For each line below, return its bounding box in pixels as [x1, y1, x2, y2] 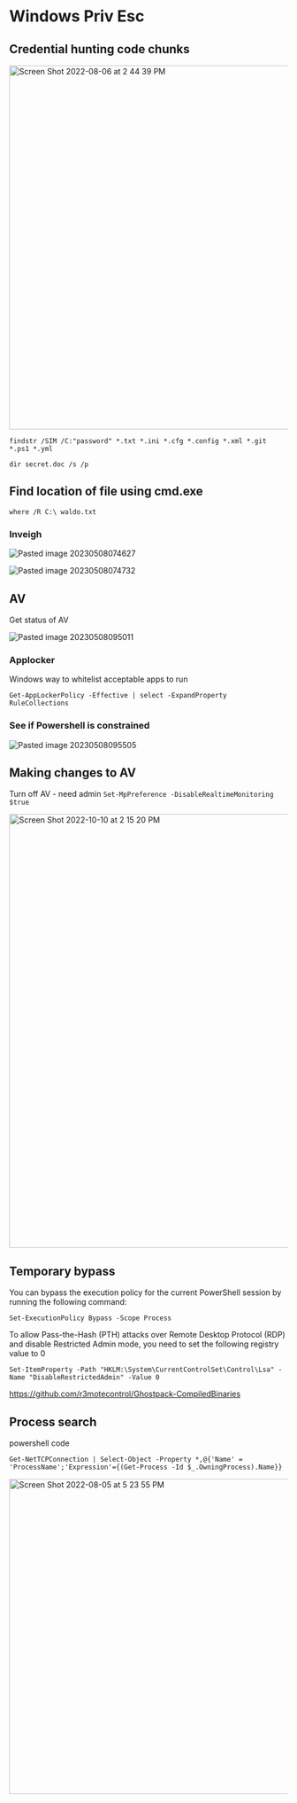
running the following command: [9, 1297, 127, 1307]
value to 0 [9, 1348, 46, 1359]
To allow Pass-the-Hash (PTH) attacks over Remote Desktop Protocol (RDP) [9, 1330, 286, 1340]
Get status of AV [9, 614, 69, 625]
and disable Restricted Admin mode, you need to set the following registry [9, 1339, 279, 1349]
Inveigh [9, 527, 42, 540]
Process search [9, 1414, 97, 1429]
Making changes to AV [9, 765, 137, 780]
